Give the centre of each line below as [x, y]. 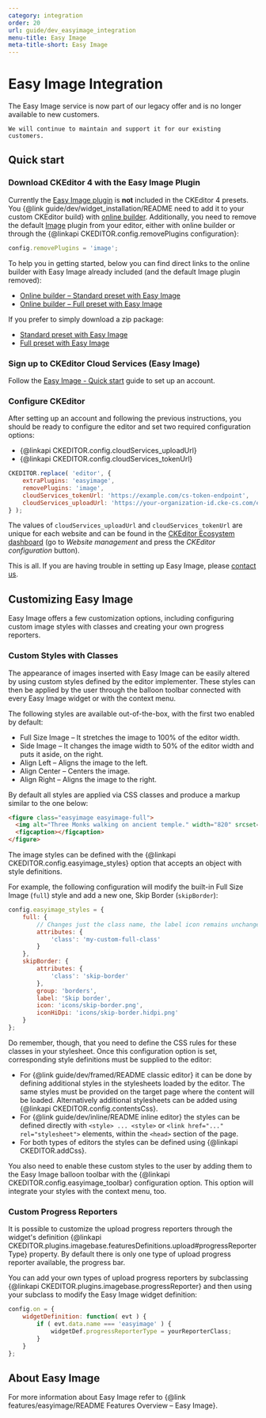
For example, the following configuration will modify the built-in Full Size [126, 887]
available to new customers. [54, 115]
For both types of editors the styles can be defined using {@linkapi [129, 1142]
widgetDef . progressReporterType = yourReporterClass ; [141, 1331]
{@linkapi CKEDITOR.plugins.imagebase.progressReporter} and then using [130, 1287]
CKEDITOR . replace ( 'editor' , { [60, 473]
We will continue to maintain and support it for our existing [115, 129]
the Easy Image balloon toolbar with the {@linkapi [89, 1174]
